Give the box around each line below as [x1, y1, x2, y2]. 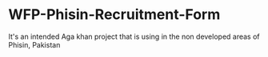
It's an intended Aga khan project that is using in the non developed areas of [8, 32, 260, 41]
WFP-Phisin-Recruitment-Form [8, 6, 221, 24]
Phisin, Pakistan [8, 40, 61, 49]
